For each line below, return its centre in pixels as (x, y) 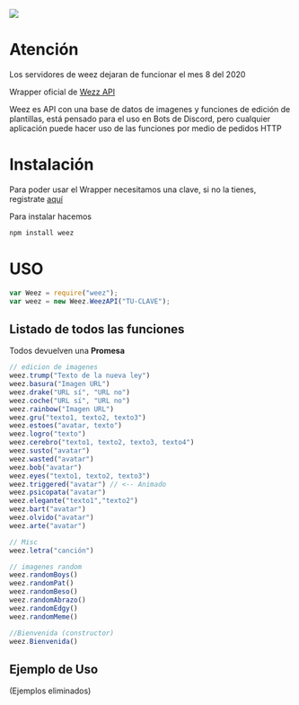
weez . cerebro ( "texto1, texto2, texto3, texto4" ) (102, 443)
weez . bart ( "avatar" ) (48, 509)
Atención (44, 50)
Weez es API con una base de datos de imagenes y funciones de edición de (150, 109)
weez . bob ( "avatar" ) (46, 467)
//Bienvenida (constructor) (62, 633)
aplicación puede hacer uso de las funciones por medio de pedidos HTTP (145, 128)
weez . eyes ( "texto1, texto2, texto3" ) (80, 476)
